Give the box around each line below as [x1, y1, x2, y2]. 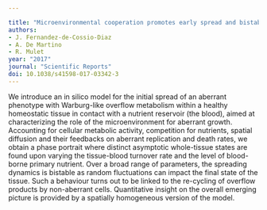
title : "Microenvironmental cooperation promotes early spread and [8, 18, 237, 26]
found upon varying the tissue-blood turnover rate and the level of [8, 151, 225, 160]
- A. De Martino [8, 40, 62, 48]
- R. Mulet [8, 48, 44, 56]
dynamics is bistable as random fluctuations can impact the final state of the [8, 167, 258, 177]
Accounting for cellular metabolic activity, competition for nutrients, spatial [8, 125, 253, 135]
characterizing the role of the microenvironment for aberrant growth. [8, 116, 233, 127]
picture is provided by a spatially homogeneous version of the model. [8, 193, 235, 202]
